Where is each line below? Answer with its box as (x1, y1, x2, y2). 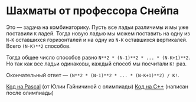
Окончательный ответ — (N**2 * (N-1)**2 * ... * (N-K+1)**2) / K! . (6, 71, 179, 78)
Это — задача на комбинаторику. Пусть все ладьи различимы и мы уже (6, 24, 189, 31)
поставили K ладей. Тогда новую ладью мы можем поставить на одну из (6, 29, 190, 37)
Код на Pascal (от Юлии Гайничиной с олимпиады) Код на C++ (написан (6, 83, 189, 90)
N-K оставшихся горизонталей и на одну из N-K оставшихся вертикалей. (6, 36, 188, 43)
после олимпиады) (6, 89, 54, 96)
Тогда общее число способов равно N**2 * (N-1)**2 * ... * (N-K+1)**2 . (6, 54, 190, 61)
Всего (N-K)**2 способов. (6, 42, 71, 50)
